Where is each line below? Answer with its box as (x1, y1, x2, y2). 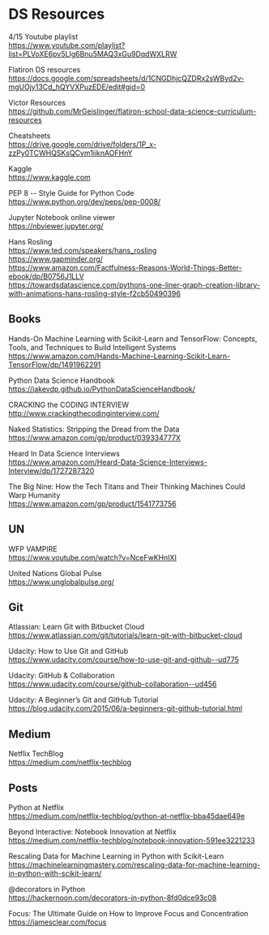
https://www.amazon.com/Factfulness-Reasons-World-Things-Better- (8, 262, 242, 272)
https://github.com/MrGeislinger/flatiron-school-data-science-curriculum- (8, 106, 257, 116)
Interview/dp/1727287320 (8, 465, 95, 475)
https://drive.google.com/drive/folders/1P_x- (8, 139, 156, 149)
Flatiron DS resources (8, 64, 81, 74)
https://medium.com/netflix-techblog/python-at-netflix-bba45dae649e (8, 812, 246, 820)
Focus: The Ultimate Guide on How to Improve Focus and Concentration (8, 909, 249, 918)
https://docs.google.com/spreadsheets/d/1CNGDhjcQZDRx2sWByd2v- (8, 73, 245, 83)
